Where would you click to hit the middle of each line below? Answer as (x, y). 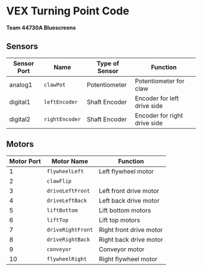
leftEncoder (61, 102)
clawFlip (59, 181)
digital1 (20, 102)
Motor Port (25, 161)
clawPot (55, 85)
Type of (108, 63)
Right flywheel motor (128, 259)
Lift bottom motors (125, 210)
